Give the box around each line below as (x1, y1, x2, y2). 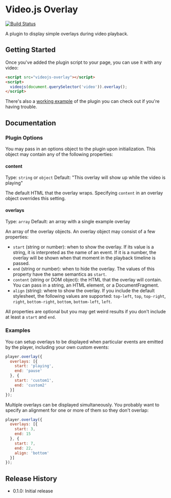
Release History (5, 474, 58, 483)
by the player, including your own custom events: (5, 344, 109, 350)
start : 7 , (14, 441, 36, 446)
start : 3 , (14, 426, 36, 432)
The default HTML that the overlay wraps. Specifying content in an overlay (5, 190, 163, 196)
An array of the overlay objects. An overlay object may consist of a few (5, 228, 156, 235)
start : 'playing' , (14, 364, 54, 369)
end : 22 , (14, 446, 33, 451)
